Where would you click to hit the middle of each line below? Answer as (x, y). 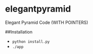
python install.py (31, 42)
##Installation (19, 32)
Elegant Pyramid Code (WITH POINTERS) (47, 22)
